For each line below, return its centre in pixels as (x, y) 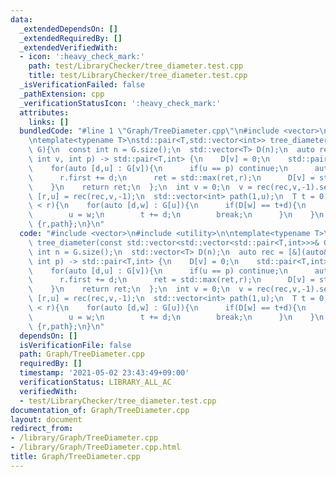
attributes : (44, 112)
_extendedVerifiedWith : (68, 47)
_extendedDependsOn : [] (68, 29)
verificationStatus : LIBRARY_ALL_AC (95, 382)
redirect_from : (42, 429)
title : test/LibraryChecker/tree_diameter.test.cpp (138, 76)
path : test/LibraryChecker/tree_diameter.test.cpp (136, 66)
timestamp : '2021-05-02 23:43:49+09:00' (104, 373)
